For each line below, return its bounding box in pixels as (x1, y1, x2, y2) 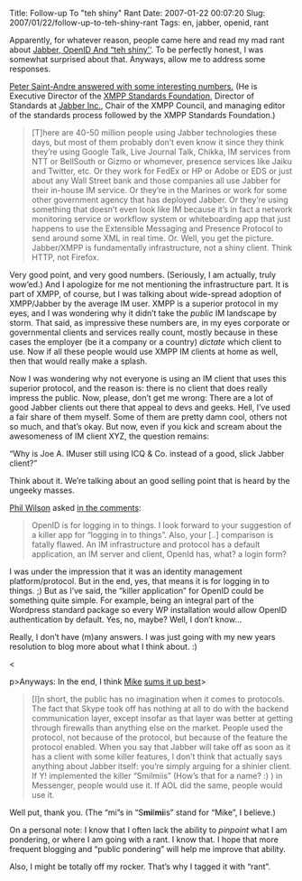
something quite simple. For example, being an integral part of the (9, 595, 254, 606)
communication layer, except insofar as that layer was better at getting (31, 713, 294, 723)
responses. (9, 63, 51, 74)
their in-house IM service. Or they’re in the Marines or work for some (31, 185, 288, 195)
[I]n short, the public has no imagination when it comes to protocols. (31, 694, 286, 704)
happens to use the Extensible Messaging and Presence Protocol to (31, 223, 284, 234)
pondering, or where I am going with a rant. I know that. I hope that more (9, 834, 279, 845)
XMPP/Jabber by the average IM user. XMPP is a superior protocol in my (9, 298, 279, 309)
